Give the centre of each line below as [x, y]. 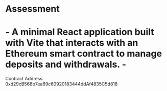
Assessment [32, 9]
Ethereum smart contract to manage [84, 54]
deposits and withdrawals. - [66, 65]
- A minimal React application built [80, 32]
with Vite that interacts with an [72, 43]
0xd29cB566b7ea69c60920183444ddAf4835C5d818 [62, 84]
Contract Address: [25, 79]
